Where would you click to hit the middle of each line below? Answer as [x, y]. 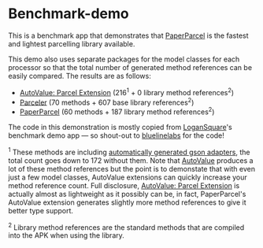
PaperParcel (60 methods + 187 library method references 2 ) [117, 111]
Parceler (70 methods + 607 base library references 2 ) [107, 102]
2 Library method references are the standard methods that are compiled [126, 227]
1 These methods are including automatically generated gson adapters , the [129, 151]
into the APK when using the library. [66, 235]
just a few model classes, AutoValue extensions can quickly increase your [128, 177]
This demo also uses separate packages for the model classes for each [124, 59]
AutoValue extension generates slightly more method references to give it [127, 202]
